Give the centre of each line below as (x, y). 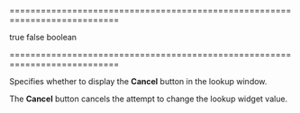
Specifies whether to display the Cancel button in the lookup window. (138, 81)
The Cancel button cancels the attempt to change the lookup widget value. (149, 99)
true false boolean (43, 37)
